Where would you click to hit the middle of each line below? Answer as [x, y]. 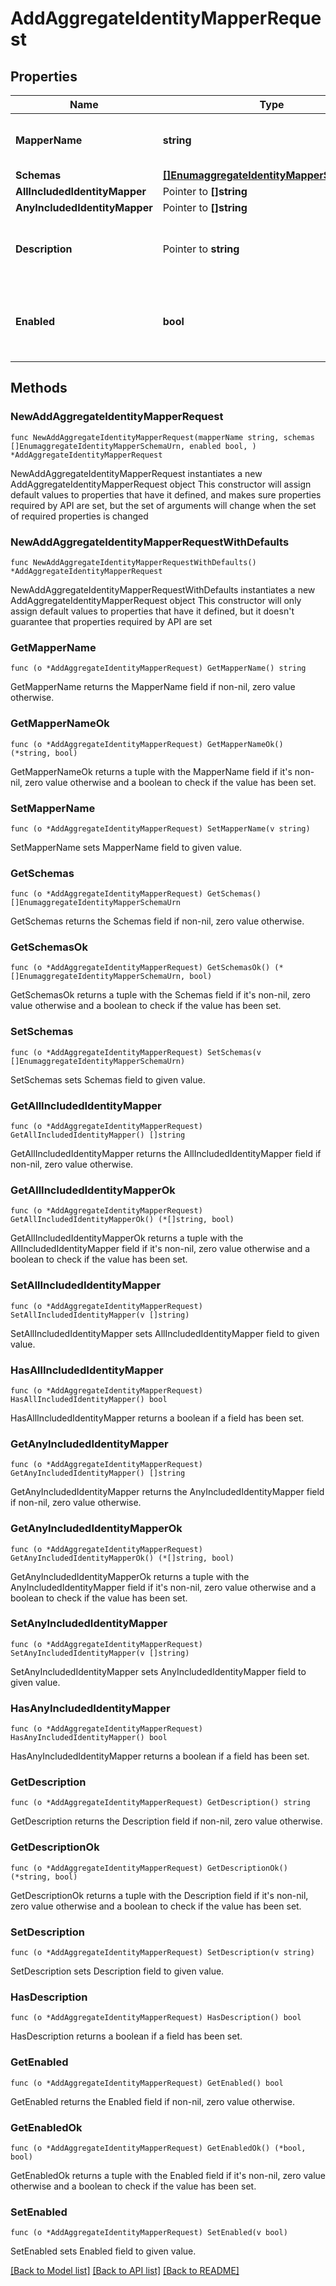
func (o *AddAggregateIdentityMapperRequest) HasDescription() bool [156, 2018]
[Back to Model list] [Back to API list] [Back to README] [125, 2271]
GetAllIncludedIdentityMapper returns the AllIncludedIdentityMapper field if [166, 1154]
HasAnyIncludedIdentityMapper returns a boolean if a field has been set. [160, 1756]
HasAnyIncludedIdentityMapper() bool [89, 1738]
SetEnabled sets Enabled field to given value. [103, 2251]
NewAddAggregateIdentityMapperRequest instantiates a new [136, 473]
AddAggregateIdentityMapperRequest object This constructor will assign [161, 484]
